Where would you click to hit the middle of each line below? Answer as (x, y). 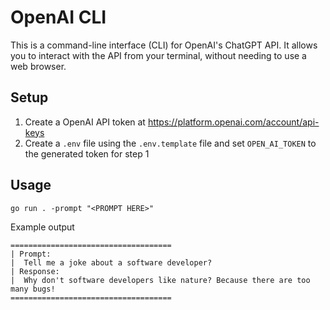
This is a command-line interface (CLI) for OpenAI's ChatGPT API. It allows (164, 45)
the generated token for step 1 (87, 153)
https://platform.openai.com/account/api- (233, 122)
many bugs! (33, 289)
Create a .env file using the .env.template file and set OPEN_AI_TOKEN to (170, 143)
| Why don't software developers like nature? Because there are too (160, 280)
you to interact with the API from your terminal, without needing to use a (158, 55)
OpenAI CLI (58, 17)
